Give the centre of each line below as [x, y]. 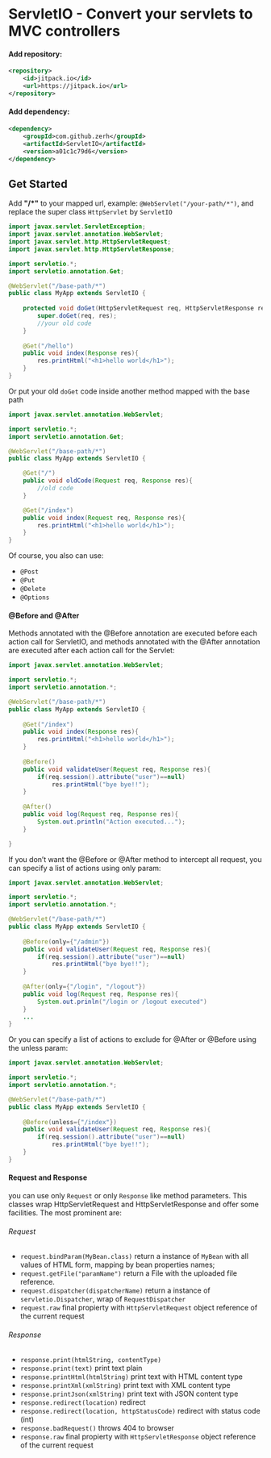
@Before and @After [44, 615]
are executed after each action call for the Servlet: [92, 651]
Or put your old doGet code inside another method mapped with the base [129, 391]
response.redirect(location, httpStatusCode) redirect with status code [140, 1411]
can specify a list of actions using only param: [85, 868]
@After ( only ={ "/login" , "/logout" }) [85, 987]
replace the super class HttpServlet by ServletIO [90, 212]
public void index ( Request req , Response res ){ [104, 518]
